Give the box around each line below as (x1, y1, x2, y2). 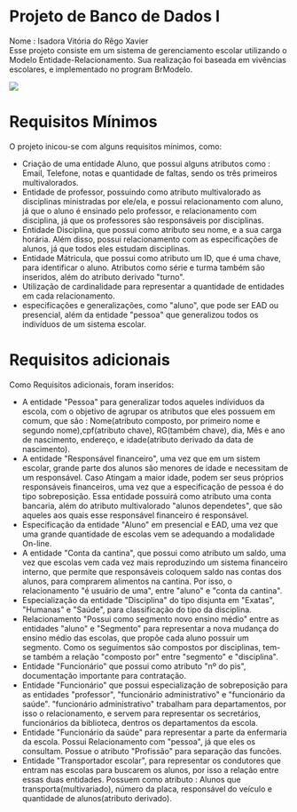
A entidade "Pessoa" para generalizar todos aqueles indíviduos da (21, 396, 265, 407)
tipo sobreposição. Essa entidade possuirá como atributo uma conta (21, 490, 272, 501)
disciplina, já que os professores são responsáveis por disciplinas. (21, 215, 264, 226)
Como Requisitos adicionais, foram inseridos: (9, 379, 175, 390)
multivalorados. (21, 177, 79, 187)
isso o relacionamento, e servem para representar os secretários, (21, 708, 262, 719)
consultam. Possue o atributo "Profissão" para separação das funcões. (21, 745, 282, 756)
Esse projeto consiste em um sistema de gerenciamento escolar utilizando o (9, 44, 287, 55)
